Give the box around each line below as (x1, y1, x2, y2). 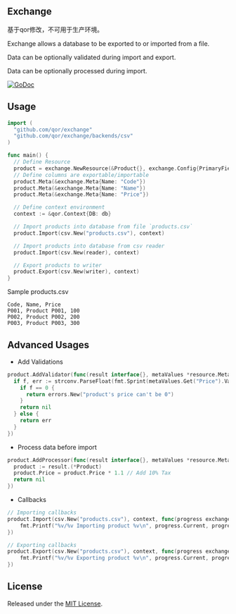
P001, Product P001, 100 (7, 307, 80, 314)
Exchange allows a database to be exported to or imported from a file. (7, 39, 210, 48)
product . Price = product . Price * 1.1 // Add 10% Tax (13, 469, 171, 477)
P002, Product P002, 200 (7, 314, 80, 321)
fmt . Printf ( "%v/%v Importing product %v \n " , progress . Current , (20, 522, 209, 529)
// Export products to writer (13, 262, 102, 269)
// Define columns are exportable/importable (13, 171, 150, 178)
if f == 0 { (20, 384, 55, 391)
